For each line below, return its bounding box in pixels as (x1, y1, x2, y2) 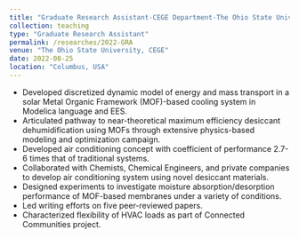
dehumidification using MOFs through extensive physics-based (21, 124, 255, 135)
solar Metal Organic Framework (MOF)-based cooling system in (21, 96, 256, 107)
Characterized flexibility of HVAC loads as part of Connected (21, 210, 246, 220)
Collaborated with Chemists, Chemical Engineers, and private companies (21, 162, 290, 173)
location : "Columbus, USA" (9, 63, 109, 72)
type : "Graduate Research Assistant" (9, 29, 149, 38)
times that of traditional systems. (29, 153, 149, 163)
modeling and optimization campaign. (21, 134, 161, 145)
